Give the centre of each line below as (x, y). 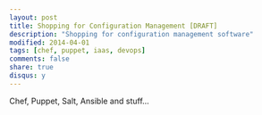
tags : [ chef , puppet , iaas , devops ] (77, 51)
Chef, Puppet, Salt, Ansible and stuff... (79, 101)
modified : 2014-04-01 (50, 42)
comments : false (39, 59)
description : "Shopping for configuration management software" (131, 34)
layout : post (34, 17)
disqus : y (28, 76)
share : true (31, 68)
